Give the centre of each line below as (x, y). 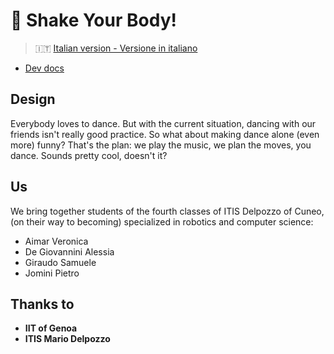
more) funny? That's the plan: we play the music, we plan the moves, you (161, 145)
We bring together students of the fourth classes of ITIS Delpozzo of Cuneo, (167, 211)
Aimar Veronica (56, 241)
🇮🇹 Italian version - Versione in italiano (116, 48)
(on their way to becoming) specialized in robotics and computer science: (162, 221)
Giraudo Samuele (60, 262)
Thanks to (42, 304)
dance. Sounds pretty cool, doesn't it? (89, 155)
